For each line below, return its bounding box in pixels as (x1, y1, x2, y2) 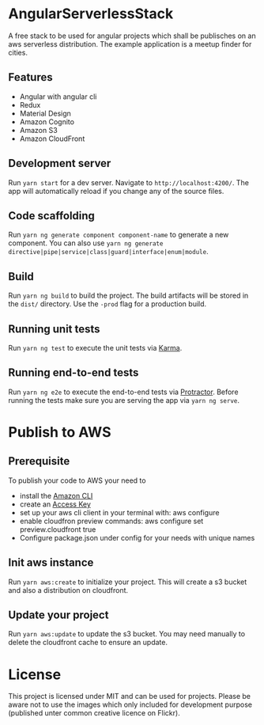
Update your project (8, 609, 109, 622)
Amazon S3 (19, 125, 58, 135)
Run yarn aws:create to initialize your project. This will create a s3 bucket (8, 577, 247, 586)
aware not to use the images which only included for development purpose (8, 700, 253, 709)
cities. (8, 47, 28, 57)
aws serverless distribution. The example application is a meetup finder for (8, 39, 252, 48)
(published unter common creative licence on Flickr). (8, 708, 180, 718)
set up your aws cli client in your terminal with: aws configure (19, 507, 220, 517)
